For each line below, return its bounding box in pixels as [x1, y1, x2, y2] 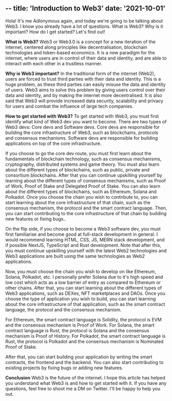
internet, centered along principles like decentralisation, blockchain [5, 44, 147, 50]
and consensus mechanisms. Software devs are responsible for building [5, 135, 158, 141]
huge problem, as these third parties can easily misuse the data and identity [5, 81, 166, 87]
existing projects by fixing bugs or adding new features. [5, 365, 123, 371]
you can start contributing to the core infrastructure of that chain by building [5, 210, 167, 216]
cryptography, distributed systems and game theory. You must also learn [5, 161, 160, 167]
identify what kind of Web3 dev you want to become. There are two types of [5, 118, 167, 125]
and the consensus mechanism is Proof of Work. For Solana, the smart [5, 322, 155, 328]
